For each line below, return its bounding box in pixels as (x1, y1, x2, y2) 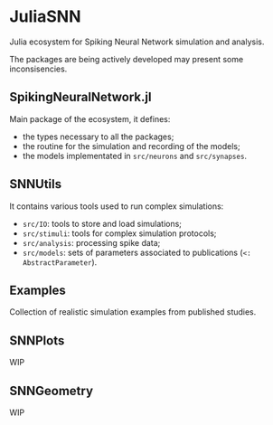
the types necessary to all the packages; (22, 131, 174, 142)
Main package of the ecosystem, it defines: (9, 113, 171, 124)
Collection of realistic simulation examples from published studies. (9, 307, 257, 317)
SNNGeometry (9, 382, 93, 399)
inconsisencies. (9, 63, 68, 74)
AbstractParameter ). (22, 256, 98, 268)
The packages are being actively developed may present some (9, 53, 244, 64)
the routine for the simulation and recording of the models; (22, 140, 241, 151)
